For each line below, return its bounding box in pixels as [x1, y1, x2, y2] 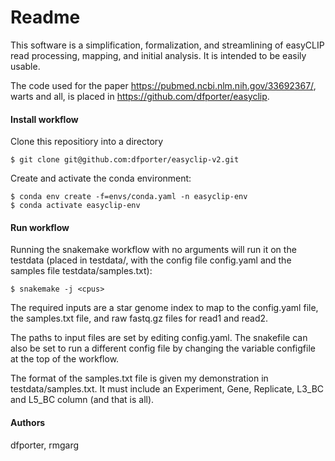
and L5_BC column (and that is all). [10, 394, 155, 406]
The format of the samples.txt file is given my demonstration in [10, 372, 269, 385]
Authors [10, 416, 46, 428]
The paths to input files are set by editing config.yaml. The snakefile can [10, 332, 308, 344]
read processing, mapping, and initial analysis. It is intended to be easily [10, 49, 307, 61]
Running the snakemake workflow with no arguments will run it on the [10, 244, 297, 256]
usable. [10, 60, 41, 72]
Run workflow [10, 221, 70, 233]
